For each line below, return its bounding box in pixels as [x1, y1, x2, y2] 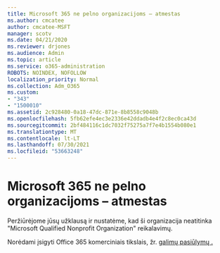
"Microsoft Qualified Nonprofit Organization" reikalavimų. [7, 223, 173, 233]
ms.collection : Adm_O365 [7, 82, 80, 90]
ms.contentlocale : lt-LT [7, 135, 80, 142]
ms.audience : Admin [7, 50, 65, 57]
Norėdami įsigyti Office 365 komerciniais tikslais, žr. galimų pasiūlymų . [7, 237, 213, 246]
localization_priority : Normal [7, 75, 99, 83]
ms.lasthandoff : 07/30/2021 [7, 142, 90, 149]
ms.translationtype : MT [7, 128, 77, 135]
